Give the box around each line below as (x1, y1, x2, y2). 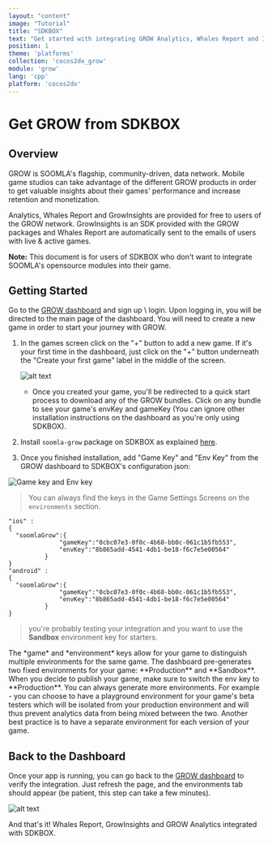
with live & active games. (8, 236, 91, 246)
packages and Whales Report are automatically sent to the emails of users (8, 227, 257, 237)
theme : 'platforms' (8, 50, 74, 58)
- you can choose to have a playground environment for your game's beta (8, 691, 255, 701)
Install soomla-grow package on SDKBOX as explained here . (19, 437, 218, 447)
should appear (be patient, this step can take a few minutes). (8, 788, 211, 798)
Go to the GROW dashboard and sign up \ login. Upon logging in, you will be (8, 305, 261, 315)
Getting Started (8, 283, 88, 297)
